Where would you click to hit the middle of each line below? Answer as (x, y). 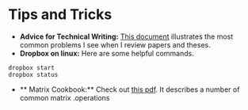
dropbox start (32, 68)
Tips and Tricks (60, 15)
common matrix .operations (65, 97)
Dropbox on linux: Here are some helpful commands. (107, 53)
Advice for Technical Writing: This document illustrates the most (126, 36)
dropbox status (33, 74)
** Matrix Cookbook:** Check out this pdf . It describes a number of (130, 89)
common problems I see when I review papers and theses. (115, 44)
